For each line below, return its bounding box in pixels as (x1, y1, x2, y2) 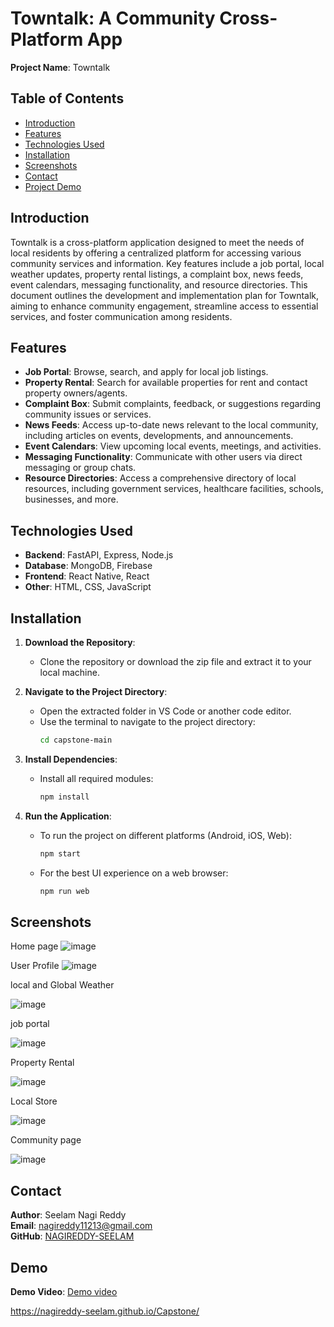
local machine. (39, 667, 100, 678)
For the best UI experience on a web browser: (39, 867, 229, 879)
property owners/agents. (24, 387, 128, 399)
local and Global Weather (10, 979, 115, 991)
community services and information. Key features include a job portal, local (10, 257, 325, 269)
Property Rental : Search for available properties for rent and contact (24, 377, 308, 389)
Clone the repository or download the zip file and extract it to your (39, 656, 312, 667)
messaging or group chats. (24, 462, 137, 474)
